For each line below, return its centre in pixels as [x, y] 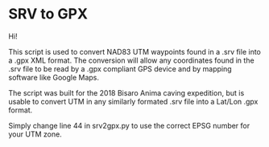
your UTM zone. [35, 134]
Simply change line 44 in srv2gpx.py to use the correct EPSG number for [129, 125]
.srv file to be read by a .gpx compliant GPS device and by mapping [120, 68]
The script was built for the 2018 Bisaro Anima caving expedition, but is [126, 92]
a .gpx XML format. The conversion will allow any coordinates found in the [132, 60]
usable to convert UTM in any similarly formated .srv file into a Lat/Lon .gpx [133, 101]
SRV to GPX [48, 14]
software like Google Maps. [54, 77]
